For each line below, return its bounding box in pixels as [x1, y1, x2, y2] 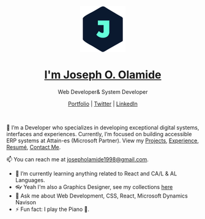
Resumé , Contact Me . [6, 143, 61, 150]
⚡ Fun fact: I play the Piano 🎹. [15, 206, 90, 213]
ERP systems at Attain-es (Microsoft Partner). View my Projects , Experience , [6, 137, 199, 144]
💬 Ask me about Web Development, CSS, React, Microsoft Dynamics [15, 192, 188, 199]
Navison [15, 198, 37, 206]
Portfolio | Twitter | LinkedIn [68, 100, 138, 107]
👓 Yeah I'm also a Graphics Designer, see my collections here [15, 183, 173, 190]
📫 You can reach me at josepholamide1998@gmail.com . [6, 155, 149, 163]
